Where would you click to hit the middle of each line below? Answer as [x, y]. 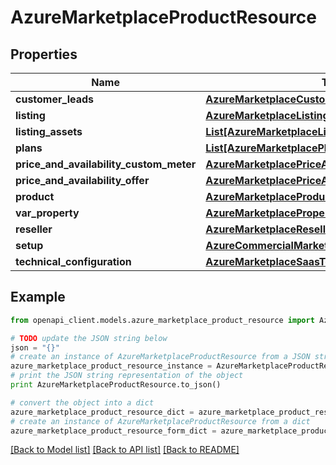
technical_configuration [73, 261]
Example [38, 297]
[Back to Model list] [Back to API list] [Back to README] [125, 450]
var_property [47, 213]
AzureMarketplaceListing [267, 115]
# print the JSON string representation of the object [127, 376]
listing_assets [49, 131]
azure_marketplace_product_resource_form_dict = [113, 431]
